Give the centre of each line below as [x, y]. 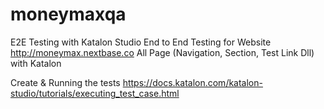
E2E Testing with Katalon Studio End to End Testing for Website [141, 42]
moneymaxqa [68, 14]
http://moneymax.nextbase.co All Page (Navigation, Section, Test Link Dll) [162, 52]
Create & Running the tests [65, 82]
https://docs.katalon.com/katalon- [192, 82]
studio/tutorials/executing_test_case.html [95, 93]
